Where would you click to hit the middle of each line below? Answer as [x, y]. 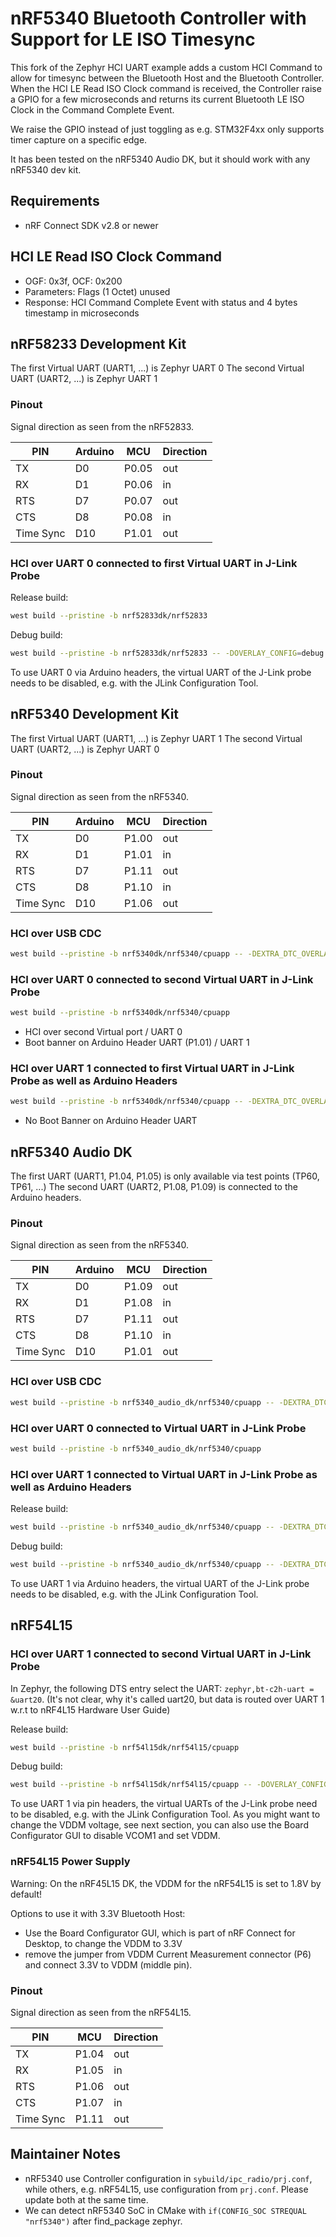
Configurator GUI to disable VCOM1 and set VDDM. [115, 1836]
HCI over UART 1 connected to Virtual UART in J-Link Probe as [164, 1474]
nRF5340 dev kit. [46, 169]
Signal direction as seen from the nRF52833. [102, 426]
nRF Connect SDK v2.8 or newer [91, 225]
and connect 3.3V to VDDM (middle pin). [108, 1964]
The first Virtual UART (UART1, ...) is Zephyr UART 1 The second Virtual [156, 738]
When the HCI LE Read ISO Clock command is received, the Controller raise [166, 88]
